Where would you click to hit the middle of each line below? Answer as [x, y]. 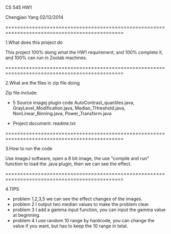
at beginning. [27, 215]
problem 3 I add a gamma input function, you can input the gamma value [89, 210]
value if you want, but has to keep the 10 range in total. [70, 226]
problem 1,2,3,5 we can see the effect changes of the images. [78, 199]
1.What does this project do [34, 42]
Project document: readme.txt [44, 123]
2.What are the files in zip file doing [43, 83]
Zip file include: [21, 93]
